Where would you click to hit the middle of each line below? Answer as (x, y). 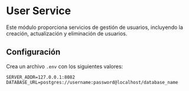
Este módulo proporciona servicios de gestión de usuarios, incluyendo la (94, 27)
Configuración (33, 52)
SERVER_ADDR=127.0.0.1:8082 (41, 77)
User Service (39, 11)
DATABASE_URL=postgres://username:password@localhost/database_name (92, 82)
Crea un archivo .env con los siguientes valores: (65, 66)
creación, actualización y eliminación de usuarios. (67, 33)
